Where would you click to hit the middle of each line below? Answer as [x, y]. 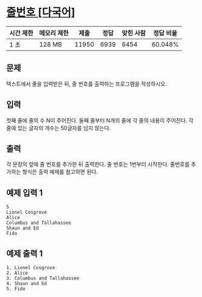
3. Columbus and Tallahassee [43, 278]
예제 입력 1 [25, 193]
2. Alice [17, 273]
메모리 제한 [54, 33]
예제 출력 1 [25, 253]
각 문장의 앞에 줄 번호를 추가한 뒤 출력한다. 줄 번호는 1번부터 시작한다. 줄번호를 [98, 164]
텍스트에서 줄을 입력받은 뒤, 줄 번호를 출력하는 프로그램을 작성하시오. [87, 84]
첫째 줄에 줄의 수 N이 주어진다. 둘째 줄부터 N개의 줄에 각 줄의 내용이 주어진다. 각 [100, 120]
